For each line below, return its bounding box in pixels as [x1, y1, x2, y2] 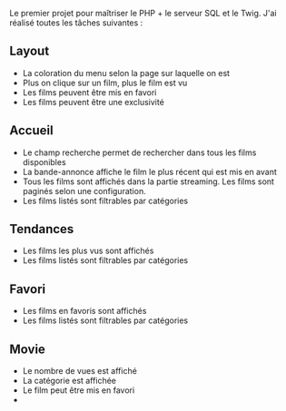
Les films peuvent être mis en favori [22, 86, 157, 98]
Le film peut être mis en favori [22, 385, 135, 396]
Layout [9, 44, 50, 59]
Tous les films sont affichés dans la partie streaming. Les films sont [22, 176, 275, 187]
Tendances [9, 221, 74, 237]
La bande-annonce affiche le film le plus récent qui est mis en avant [22, 166, 277, 177]
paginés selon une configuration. [22, 185, 147, 196]
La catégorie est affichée [22, 376, 116, 387]
